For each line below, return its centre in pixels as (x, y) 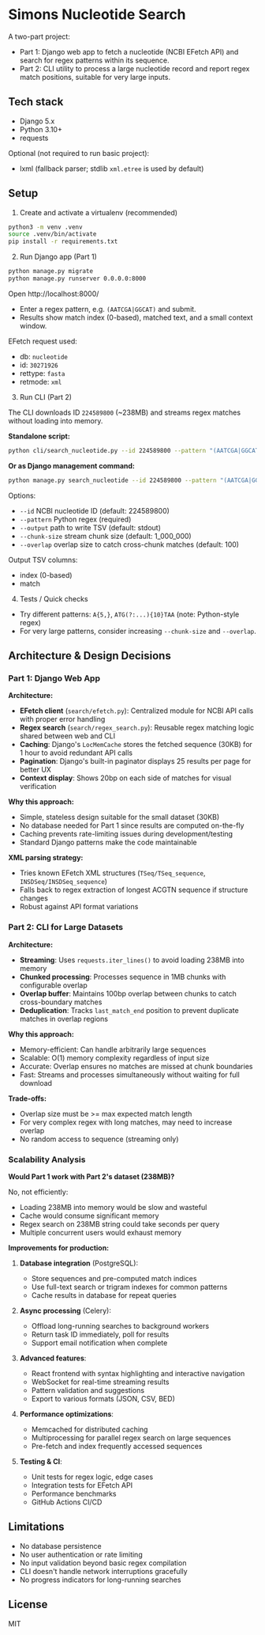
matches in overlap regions (64, 1019)
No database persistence (60, 1546)
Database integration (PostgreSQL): (79, 1263)
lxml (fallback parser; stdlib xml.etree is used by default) (112, 169)
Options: (22, 495)
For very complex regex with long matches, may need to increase (126, 1122)
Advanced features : (53, 1358)
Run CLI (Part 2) (46, 396)
